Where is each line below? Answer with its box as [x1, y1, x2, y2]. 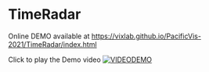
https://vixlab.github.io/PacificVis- [91, 31, 202, 41]
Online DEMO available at [8, 31, 90, 41]
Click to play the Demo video [8, 55, 102, 64]
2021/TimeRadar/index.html [8, 39, 97, 49]
